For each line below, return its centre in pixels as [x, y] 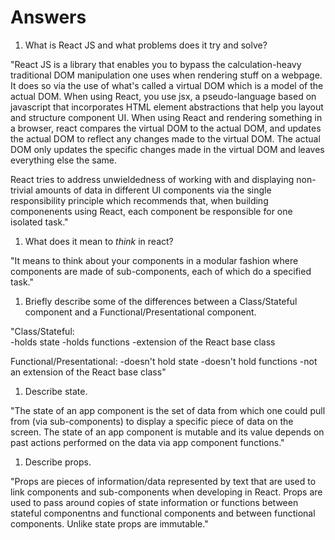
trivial [21, 190]
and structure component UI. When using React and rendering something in [166, 117]
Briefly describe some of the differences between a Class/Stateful [161, 301]
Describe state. [56, 391]
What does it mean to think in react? [99, 241]
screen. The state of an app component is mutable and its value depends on [167, 432]
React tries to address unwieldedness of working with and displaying [152, 179]
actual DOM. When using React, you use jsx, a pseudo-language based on [163, 96]
